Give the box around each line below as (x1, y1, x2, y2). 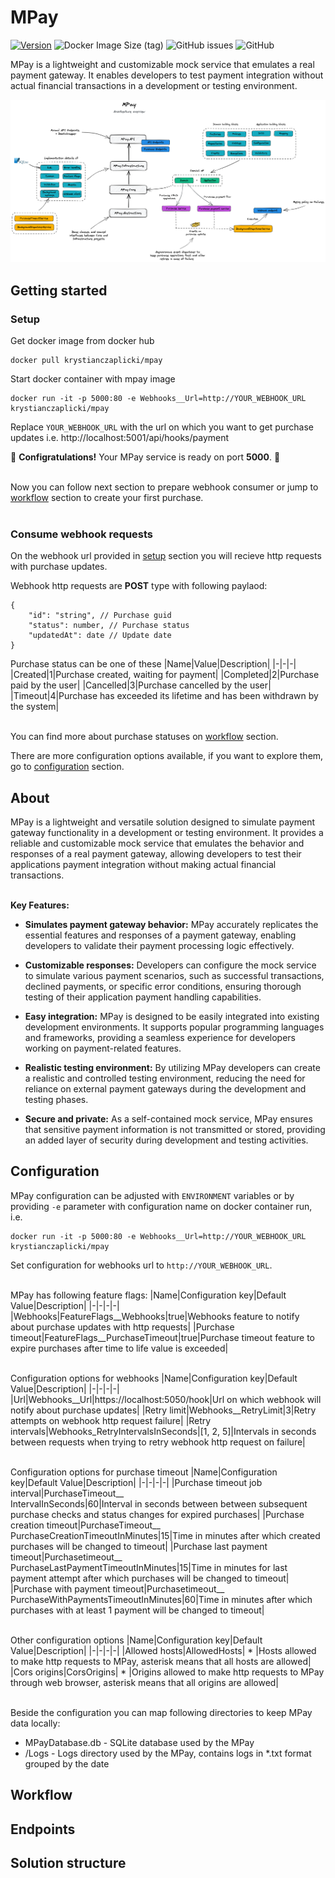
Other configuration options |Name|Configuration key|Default (10, 1634, 263, 1646)
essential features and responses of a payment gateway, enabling (24, 929, 297, 941)
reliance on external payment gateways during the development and (24, 1083, 307, 1095)
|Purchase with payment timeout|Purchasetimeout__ (10, 1582, 225, 1595)
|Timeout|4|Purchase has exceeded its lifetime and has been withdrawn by (10, 690, 319, 702)
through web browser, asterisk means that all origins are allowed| (10, 1676, 280, 1688)
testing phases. (24, 1094, 89, 1106)
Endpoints (10, 1821, 76, 1838)
